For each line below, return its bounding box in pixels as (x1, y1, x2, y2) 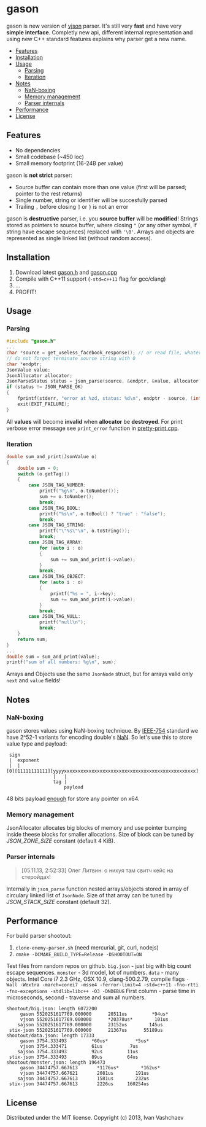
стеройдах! (21, 873, 51, 880)
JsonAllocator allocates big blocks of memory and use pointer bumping (6, 824, 187, 832)
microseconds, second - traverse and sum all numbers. (6, 994, 146, 1001)
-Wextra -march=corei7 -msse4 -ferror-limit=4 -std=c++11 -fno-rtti (20, 982, 199, 988)
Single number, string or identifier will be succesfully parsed (15, 196, 167, 204)
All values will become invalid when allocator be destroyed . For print (6, 418, 183, 425)
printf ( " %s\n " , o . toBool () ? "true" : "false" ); (39, 510, 166, 517)
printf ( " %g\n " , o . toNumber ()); (39, 488, 120, 494)
